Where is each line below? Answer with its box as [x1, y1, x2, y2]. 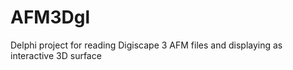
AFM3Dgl [10, 6, 90, 29]
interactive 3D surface [10, 49, 102, 61]
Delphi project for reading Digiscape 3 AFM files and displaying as [10, 39, 283, 51]
